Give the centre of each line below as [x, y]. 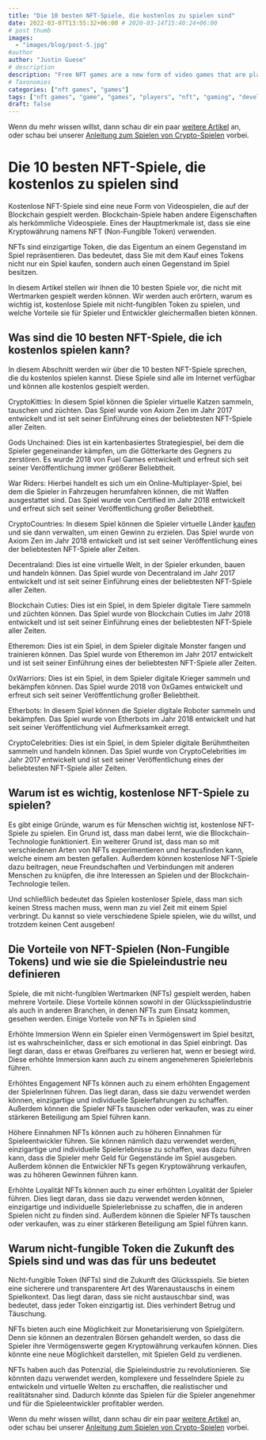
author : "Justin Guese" [47, 60]
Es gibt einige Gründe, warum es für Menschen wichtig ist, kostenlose [122, 824]
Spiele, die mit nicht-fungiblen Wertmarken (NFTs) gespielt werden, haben [129, 993]
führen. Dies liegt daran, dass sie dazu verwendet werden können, [116, 1198]
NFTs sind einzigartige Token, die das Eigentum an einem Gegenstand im [127, 247]
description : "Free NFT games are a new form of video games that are [127, 75]
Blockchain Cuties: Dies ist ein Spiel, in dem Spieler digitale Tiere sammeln [130, 605]
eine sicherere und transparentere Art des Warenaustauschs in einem [122, 1288]
